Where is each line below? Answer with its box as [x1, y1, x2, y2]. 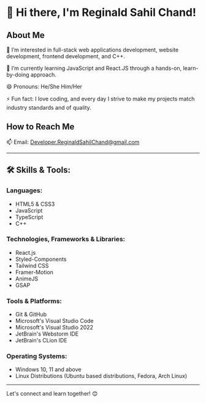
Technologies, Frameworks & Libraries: [6, 235, 126, 244]
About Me [6, 30, 45, 40]
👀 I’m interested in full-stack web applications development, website [6, 46, 179, 53]
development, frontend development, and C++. [6, 53, 126, 60]
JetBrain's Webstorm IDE [15, 330, 79, 337]
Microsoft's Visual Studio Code [15, 317, 94, 325]
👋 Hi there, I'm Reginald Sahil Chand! [6, 6, 196, 20]
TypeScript [15, 213, 44, 220]
